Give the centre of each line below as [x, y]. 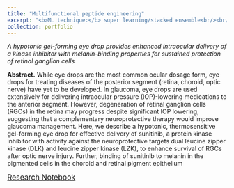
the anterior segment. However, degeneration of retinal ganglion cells [107, 104]
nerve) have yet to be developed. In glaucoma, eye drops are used [102, 89]
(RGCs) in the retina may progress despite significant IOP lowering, [103, 111]
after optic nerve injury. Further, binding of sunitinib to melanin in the [106, 156]
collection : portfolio [40, 26]
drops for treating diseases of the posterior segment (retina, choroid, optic [114, 82]
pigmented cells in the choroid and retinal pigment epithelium [95, 164]
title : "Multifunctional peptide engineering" [76, 14]
